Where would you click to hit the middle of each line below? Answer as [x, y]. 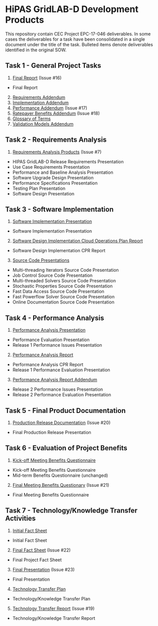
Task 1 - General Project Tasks [53, 66]
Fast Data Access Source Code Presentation [58, 291]
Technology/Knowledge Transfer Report [54, 618]
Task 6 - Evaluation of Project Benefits [66, 448]
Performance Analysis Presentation [49, 330]
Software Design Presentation [43, 193]
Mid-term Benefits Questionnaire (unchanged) [60, 475]
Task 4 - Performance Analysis [55, 318]
